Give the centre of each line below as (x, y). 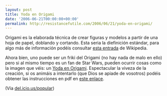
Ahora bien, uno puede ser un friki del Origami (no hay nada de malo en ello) (84, 58)
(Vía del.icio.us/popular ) (30, 88)
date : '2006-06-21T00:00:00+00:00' (42, 19)
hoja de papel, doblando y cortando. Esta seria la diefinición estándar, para (82, 43)
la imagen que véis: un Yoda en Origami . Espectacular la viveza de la (76, 68)
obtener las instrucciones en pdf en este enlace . (55, 79)
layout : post (19, 10)
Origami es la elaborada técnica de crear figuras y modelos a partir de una (82, 38)
